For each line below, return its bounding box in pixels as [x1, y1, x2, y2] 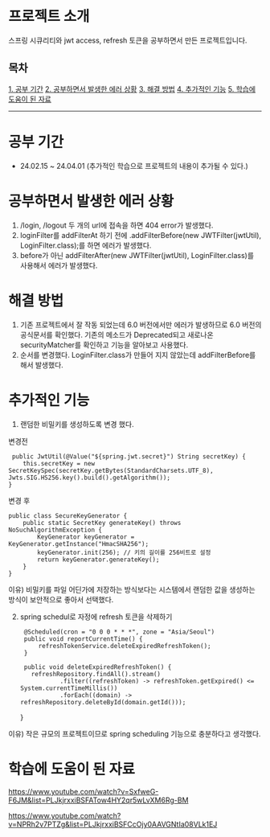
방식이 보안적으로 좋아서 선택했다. [8, 594, 114, 604]
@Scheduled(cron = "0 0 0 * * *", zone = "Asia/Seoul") [23, 628, 215, 636]
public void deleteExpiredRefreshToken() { [23, 663, 172, 671]
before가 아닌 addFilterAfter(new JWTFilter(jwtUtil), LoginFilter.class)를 [19, 250, 255, 260]
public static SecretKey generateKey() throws [22, 519, 182, 527]
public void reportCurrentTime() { [23, 634, 143, 643]
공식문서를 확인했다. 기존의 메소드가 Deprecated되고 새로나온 [19, 330, 215, 339]
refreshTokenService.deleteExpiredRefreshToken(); [38, 642, 211, 650]
